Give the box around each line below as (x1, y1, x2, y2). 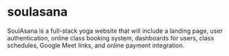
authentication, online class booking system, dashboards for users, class (7, 33, 215, 42)
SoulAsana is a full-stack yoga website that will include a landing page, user (7, 27, 223, 35)
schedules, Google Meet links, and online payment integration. (7, 41, 185, 49)
